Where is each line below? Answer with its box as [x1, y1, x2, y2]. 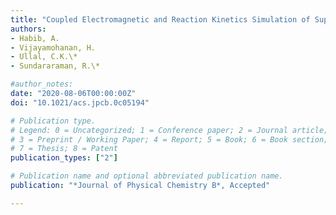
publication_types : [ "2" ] [10, 153, 118, 163]
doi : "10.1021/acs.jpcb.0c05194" [10, 97, 150, 108]
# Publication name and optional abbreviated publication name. [10, 171, 284, 181]
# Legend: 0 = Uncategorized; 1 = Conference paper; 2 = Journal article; [10, 125, 329, 135]
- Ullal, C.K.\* [10, 52, 78, 62]
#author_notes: [10, 79, 74, 90]
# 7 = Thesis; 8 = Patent [10, 144, 118, 154]
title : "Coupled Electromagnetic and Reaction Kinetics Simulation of [10, 14, 311, 25]
